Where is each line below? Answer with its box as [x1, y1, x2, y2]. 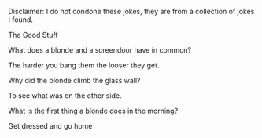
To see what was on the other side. [8, 91, 122, 100]
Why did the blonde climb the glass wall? [8, 76, 141, 85]
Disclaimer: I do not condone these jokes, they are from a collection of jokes [8, 7, 255, 16]
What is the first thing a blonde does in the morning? [8, 106, 179, 115]
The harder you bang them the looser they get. [8, 60, 160, 70]
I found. [8, 15, 34, 24]
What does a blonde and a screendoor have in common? [8, 45, 192, 54]
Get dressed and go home [8, 122, 93, 130]
